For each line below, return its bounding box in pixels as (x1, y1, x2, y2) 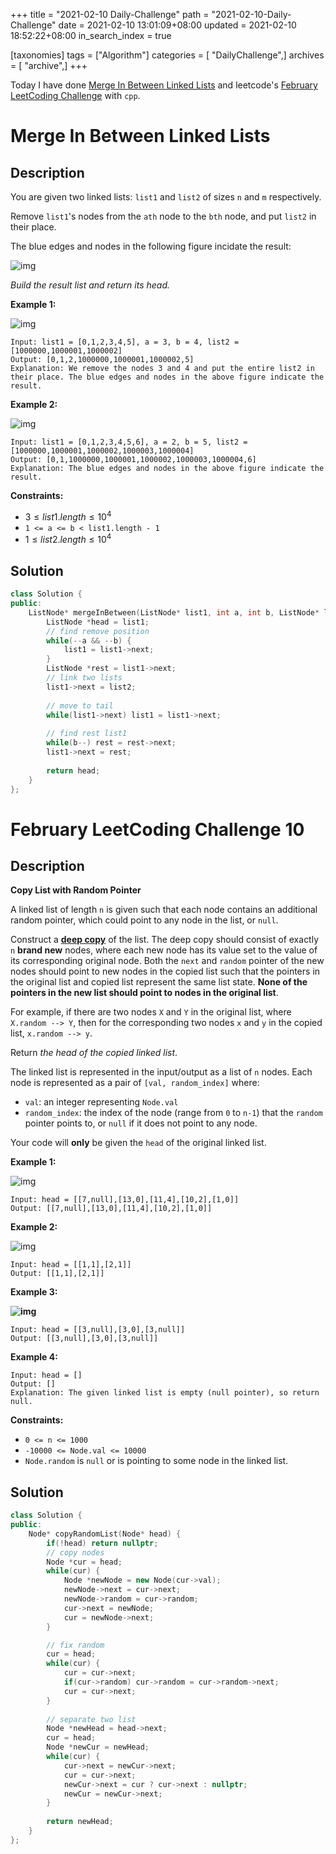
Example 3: (10, 1286, 58, 1298)
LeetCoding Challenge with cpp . (10, 90, 141, 101)
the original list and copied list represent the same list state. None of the (10, 976, 308, 988)
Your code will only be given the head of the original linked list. (10, 1137, 267, 1149)
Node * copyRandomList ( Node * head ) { (28, 1529, 182, 1539)
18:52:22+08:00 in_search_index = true (10, 30, 172, 41)
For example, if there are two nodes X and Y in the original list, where (10, 1006, 292, 1018)
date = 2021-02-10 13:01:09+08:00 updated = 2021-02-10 (58, 19, 297, 31)
